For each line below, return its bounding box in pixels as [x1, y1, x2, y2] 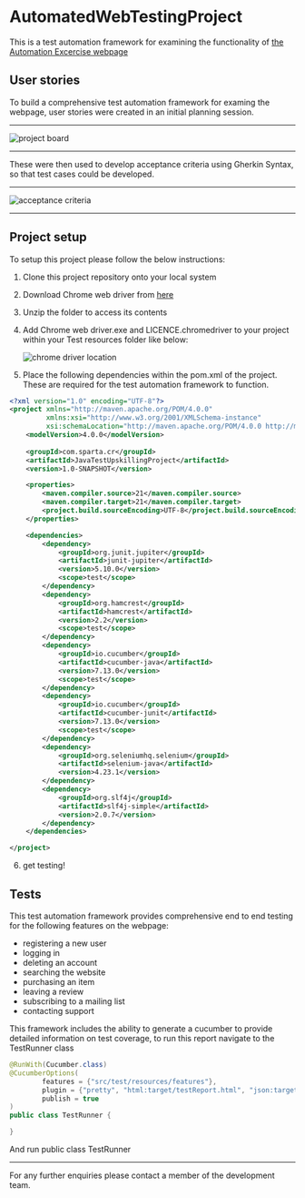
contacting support [22, 1006, 95, 1016]
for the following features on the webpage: [9, 920, 170, 930]
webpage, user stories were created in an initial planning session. [9, 107, 254, 117]
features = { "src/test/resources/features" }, [42, 1077, 218, 1086]
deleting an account [22, 958, 98, 968]
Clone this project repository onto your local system [22, 271, 217, 282]
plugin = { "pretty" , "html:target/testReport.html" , [42, 1085, 246, 1094]
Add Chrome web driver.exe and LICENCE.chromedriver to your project [22, 324, 290, 335]
